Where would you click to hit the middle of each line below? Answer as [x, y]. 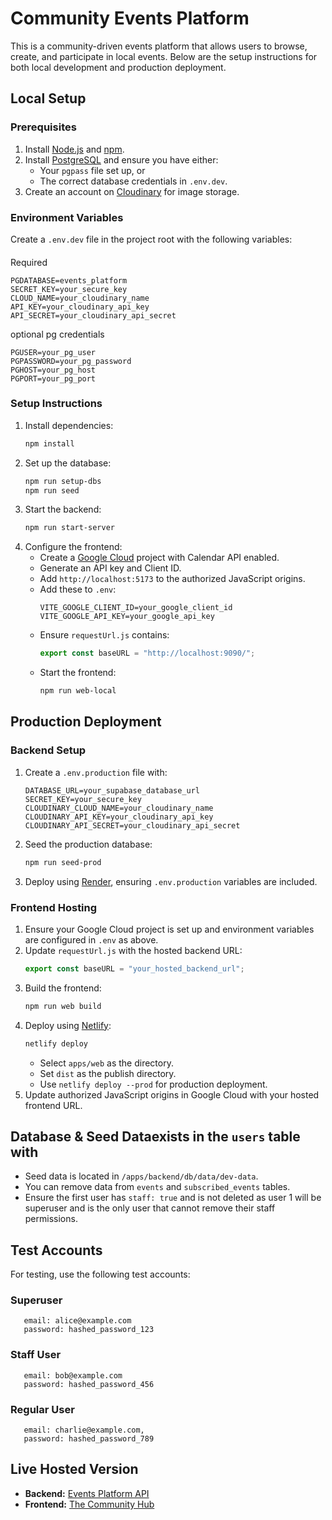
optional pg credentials [57, 334]
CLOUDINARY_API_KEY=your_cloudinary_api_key [119, 817]
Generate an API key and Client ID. [110, 568]
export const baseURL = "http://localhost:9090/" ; [147, 653]
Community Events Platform [130, 18]
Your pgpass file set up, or [92, 170]
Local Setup [48, 98]
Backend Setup [48, 750]
